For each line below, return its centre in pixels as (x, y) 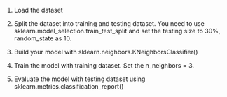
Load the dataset (38, 10)
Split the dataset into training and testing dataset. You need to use (109, 23)
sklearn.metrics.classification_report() (69, 86)
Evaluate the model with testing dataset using (80, 79)
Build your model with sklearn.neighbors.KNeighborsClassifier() (106, 52)
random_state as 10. (43, 38)
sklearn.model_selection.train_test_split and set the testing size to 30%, (117, 31)
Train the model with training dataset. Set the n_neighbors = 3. (104, 65)
